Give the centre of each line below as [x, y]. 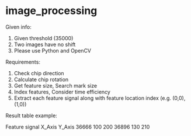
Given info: [18, 27]
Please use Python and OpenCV [53, 50]
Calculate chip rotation [41, 79]
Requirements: [23, 62]
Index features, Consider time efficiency [62, 92]
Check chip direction [39, 73]
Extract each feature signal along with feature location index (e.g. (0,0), [100, 98]
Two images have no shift [45, 44]
